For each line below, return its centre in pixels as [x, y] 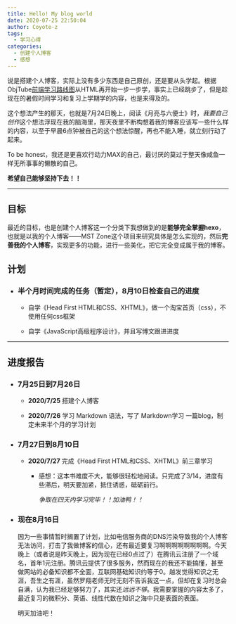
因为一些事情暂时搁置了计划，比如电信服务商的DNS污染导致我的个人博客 [123, 536]
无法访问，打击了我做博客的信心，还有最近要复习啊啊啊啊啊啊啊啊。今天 [122, 545]
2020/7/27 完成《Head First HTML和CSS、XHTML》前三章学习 [120, 461]
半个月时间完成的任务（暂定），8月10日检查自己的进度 [108, 291]
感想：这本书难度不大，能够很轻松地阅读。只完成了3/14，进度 [128, 476]
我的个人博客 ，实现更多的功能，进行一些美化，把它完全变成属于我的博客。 [121, 245]
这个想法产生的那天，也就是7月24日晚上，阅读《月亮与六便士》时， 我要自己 [118, 113]
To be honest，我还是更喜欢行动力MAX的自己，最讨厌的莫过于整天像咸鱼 [113, 154]
